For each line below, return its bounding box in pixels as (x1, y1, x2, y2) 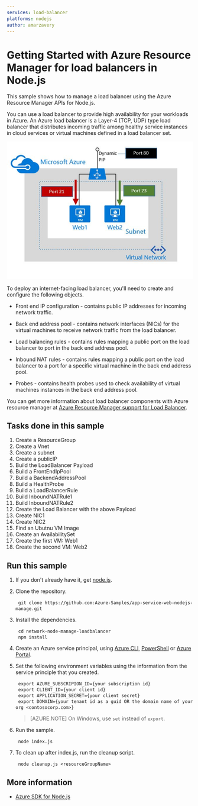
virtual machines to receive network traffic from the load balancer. (15, 326, 177, 334)
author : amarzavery (7, 22, 55, 28)
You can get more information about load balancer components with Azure (7, 397, 189, 405)
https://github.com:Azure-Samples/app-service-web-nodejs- (44, 600, 193, 606)
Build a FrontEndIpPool (15, 468, 72, 475)
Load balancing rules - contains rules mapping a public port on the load (15, 338, 190, 345)
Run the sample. (15, 727, 55, 734)
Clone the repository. (15, 588, 67, 595)
